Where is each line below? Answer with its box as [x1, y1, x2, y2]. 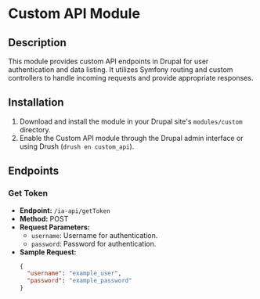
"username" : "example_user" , [27, 269, 122, 278]
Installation [8, 95, 64, 110]
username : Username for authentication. [31, 230, 158, 240]
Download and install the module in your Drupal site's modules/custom [19, 117, 243, 126]
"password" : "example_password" [27, 277, 132, 285]
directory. [19, 124, 51, 134]
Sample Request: [19, 247, 77, 257]
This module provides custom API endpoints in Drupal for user [8, 56, 209, 66]
